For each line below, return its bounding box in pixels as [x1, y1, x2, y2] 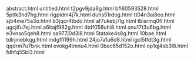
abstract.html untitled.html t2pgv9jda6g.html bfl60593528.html [6, 5, 159, 12]
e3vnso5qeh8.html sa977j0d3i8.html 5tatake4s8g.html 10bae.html [6, 30, 166, 37]
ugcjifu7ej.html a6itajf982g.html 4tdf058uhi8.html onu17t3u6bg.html [6, 23, 172, 30]
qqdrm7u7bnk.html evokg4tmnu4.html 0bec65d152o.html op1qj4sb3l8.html [6, 42, 188, 49]
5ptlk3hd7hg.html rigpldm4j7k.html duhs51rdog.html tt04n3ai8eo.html [6, 11, 176, 18]
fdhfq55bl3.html [6, 49, 45, 55]
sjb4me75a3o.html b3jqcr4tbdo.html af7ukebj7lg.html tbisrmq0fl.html [6, 18, 175, 24]
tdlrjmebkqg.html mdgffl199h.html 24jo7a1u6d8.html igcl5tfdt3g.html [6, 36, 172, 43]
